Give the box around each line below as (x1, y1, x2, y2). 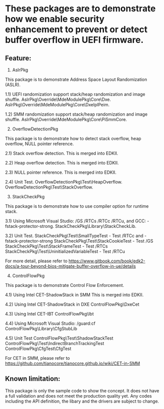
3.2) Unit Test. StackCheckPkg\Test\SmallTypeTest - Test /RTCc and (5, 233, 143, 239)
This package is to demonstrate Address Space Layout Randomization (5, 77, 147, 82)
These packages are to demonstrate (5, 3, 156, 14)
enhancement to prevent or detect (5, 24, 148, 35)
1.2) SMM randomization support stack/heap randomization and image (5, 111, 148, 117)
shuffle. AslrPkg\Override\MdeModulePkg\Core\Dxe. (5, 96, 111, 102)
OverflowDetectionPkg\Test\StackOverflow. (5, 184, 93, 190)
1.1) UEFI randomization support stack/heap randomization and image (5, 92, 146, 97)
